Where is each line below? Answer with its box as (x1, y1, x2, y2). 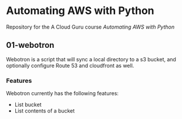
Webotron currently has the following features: (6, 90, 119, 97)
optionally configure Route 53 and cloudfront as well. (6, 62, 134, 69)
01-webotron (6, 40, 55, 50)
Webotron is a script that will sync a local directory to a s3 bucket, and (6, 55, 176, 62)
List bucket (14, 101, 42, 108)
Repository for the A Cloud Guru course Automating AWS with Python (6, 23, 175, 30)
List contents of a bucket (14, 107, 75, 114)
